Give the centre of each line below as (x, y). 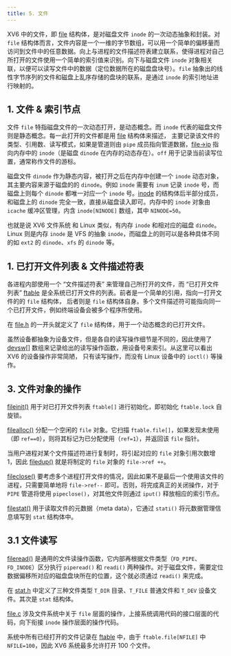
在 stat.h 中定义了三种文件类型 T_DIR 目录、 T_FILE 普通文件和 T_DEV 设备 (109, 590)
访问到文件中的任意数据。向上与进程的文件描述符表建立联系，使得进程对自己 (115, 51)
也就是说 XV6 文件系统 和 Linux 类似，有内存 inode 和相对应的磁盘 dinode (111, 225)
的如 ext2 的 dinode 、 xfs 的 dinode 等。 (63, 242)
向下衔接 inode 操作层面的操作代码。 (70, 622)
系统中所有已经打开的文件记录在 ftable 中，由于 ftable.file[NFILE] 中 (107, 637)
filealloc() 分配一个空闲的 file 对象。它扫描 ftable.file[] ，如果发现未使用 (113, 430)
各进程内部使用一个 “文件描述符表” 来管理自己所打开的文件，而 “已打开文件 (113, 284)
